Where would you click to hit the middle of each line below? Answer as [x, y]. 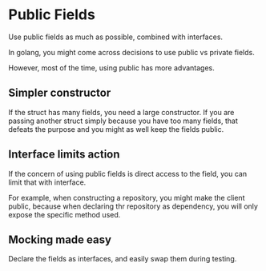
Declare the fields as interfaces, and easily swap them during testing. [123, 259]
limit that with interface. [47, 182]
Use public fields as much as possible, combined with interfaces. [115, 37]
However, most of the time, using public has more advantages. [111, 68]
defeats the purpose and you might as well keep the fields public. [116, 129]
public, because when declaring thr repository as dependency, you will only [133, 206]
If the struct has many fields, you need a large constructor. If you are [121, 112]
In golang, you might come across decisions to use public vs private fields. [131, 52]
